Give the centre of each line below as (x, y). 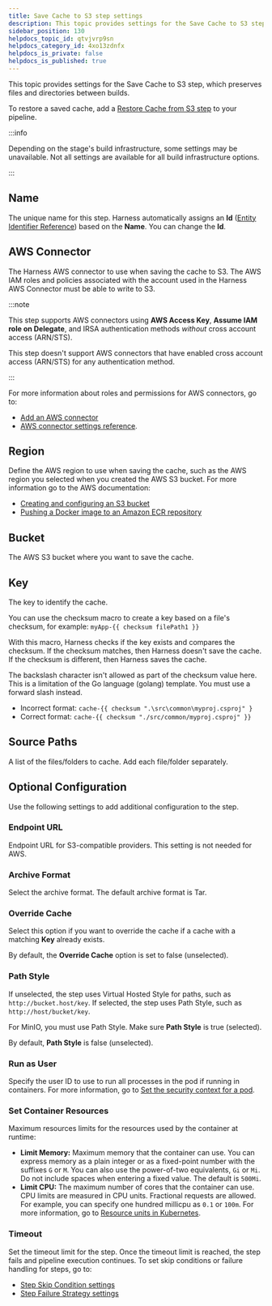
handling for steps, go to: (50, 1269)
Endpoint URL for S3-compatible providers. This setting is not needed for (130, 845)
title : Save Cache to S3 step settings (76, 16)
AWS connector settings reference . (79, 425)
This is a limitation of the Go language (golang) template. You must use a (130, 683)
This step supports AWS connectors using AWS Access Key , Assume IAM (133, 320)
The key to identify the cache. (58, 602)
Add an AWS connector (59, 417)
